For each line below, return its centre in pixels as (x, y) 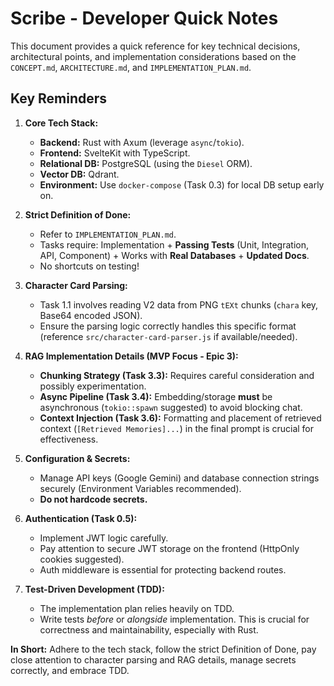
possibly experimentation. (93, 386)
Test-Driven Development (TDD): (94, 589)
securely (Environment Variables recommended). (140, 488)
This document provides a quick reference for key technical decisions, (155, 46)
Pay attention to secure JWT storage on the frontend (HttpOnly (169, 548)
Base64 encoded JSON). (91, 315)
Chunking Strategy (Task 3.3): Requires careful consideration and (177, 375)
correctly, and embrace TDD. (70, 670)
